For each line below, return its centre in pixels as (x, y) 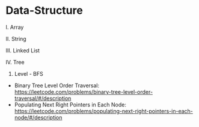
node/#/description (38, 117)
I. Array (15, 27)
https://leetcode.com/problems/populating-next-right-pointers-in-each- (104, 111)
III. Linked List (23, 50)
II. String (16, 39)
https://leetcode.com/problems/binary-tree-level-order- (84, 91)
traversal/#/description (43, 98)
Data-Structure (44, 11)
